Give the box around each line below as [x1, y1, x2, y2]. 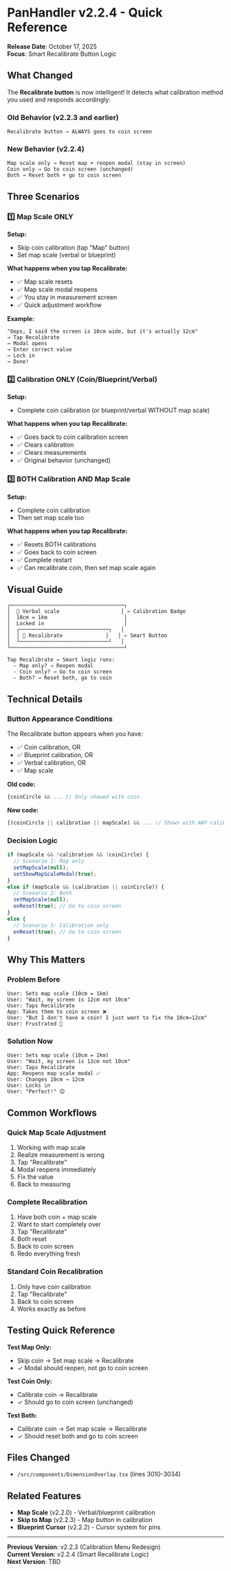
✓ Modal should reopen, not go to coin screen [16, 1363, 148, 1372]
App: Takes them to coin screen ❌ [7, 1008, 107, 1015]
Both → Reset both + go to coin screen [7, 172, 122, 179]
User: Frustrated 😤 [7, 1020, 63, 1028]
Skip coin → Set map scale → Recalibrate [16, 1356, 134, 1365]
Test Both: [7, 1411, 38, 1419]
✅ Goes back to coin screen [16, 547, 97, 556]
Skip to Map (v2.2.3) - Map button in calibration [16, 1516, 153, 1524]
